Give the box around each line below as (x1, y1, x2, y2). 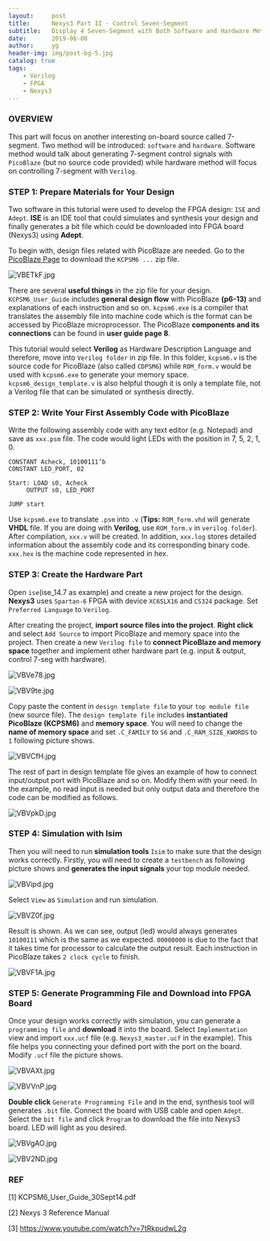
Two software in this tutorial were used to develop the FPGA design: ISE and (8, 204, 260, 214)
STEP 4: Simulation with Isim (8, 828, 123, 839)
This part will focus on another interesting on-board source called (8, 131, 227, 141)
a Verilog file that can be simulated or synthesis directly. (8, 386, 194, 396)
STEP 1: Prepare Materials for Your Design (8, 186, 175, 198)
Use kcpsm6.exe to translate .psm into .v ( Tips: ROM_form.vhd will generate (8, 514, 251, 524)
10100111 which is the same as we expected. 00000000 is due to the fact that (8, 935, 259, 944)
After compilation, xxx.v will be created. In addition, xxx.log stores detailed (8, 531, 257, 541)
